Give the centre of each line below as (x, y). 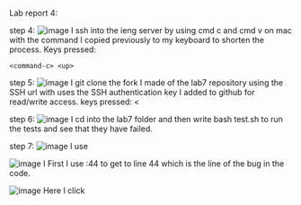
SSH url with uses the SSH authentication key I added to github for (132, 92)
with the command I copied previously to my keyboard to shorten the (137, 40)
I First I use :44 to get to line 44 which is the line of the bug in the (164, 164)
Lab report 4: (34, 13)
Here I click (64, 191)
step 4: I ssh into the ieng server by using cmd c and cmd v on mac (150, 30)
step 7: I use (49, 146)
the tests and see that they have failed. (81, 129)
